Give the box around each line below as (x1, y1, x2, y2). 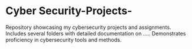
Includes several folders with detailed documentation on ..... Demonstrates (5, 30, 186, 37)
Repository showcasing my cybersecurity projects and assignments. (5, 24, 171, 31)
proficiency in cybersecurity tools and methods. (5, 36, 122, 43)
